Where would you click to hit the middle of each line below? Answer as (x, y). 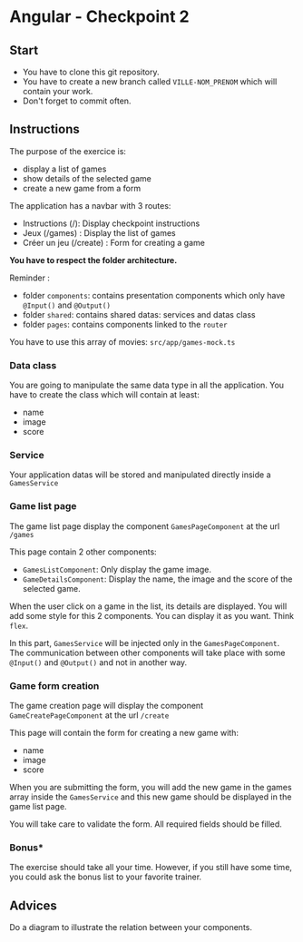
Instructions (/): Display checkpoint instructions (111, 223)
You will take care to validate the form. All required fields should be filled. (146, 824)
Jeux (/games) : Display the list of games (99, 232)
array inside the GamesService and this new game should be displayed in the (151, 797)
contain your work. (58, 91)
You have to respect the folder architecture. (93, 260)
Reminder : (29, 278)
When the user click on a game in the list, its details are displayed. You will (148, 606)
